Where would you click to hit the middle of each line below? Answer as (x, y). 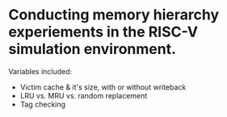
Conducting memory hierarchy (114, 15)
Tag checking (43, 104)
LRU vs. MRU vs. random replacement (84, 95)
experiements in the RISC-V (103, 32)
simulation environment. (92, 49)
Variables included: (40, 71)
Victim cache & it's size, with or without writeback (103, 87)
